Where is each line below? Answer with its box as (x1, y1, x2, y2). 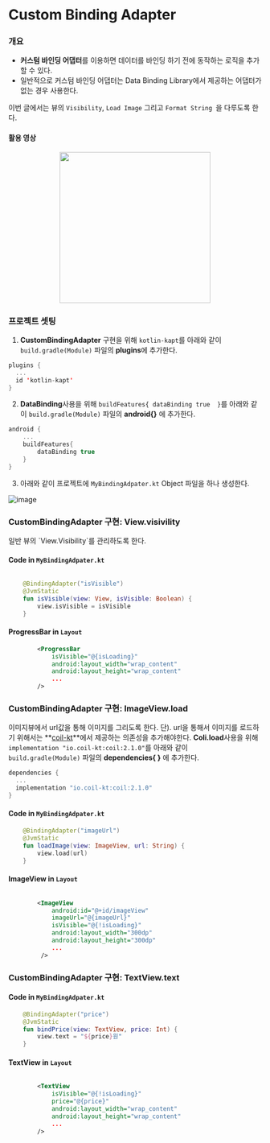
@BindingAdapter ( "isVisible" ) (22, 580, 125, 588)
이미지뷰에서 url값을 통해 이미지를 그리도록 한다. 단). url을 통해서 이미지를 (8, 723, 239, 732)
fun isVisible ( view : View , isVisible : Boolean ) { (22, 594, 193, 603)
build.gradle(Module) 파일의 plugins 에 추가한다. (19, 345, 178, 355)
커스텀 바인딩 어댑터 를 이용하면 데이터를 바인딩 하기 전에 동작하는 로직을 (19, 56, 245, 65)
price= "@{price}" (51, 1097, 110, 1106)
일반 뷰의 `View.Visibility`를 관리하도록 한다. (8, 536, 147, 546)
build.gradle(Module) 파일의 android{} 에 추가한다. (28, 409, 195, 419)
